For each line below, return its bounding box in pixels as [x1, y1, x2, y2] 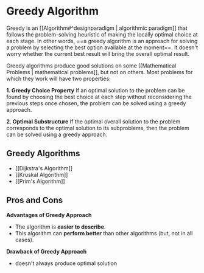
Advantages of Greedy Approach [6, 211, 92, 218]
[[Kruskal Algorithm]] [15, 171, 68, 178]
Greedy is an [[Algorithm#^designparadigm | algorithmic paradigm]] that [6, 24, 188, 32]
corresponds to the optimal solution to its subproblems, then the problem [6, 124, 190, 131]
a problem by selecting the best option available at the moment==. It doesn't [6, 44, 199, 51]
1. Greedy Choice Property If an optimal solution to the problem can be [6, 86, 185, 94]
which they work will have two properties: [6, 75, 111, 82]
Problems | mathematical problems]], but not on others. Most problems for [6, 68, 193, 75]
